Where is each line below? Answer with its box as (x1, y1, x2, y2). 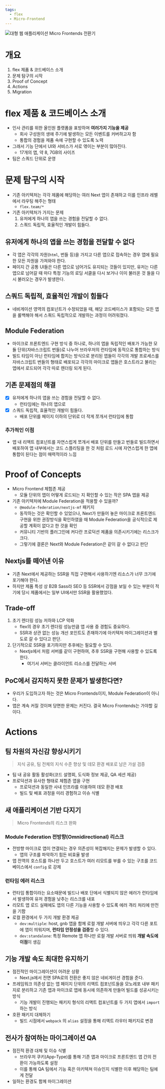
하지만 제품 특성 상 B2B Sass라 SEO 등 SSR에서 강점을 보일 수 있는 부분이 (12, 583, 154, 589)
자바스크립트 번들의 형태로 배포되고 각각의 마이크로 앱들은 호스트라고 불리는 (12, 359, 157, 365)
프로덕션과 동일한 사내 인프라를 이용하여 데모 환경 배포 (19, 784, 124, 790)
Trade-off (5, 604, 35, 612)
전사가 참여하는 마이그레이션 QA (5, 1033, 97, 1042)
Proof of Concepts (5, 469, 82, 480)
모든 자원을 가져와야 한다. (17, 258, 66, 263)
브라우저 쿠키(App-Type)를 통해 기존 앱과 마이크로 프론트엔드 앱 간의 (19, 1054, 152, 1060)
